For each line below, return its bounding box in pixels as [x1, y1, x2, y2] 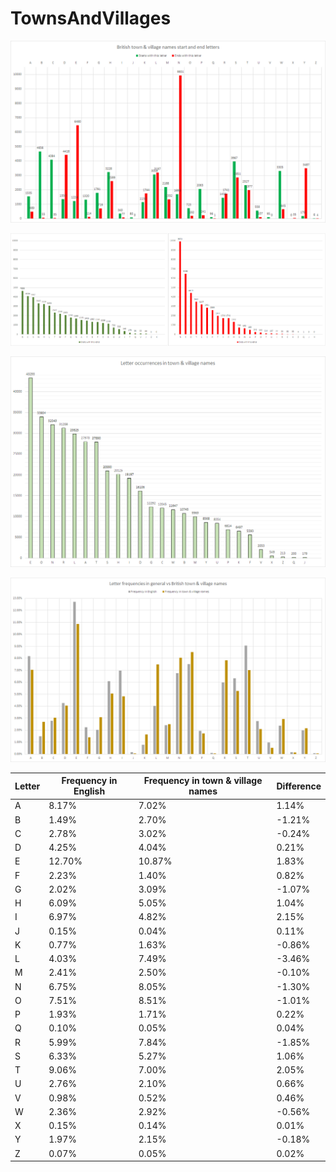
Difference [276, 780, 322, 792]
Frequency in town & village [143, 775, 263, 787]
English [73, 785, 106, 797]
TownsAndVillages [10, 7, 172, 30]
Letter [14, 780, 41, 792]
